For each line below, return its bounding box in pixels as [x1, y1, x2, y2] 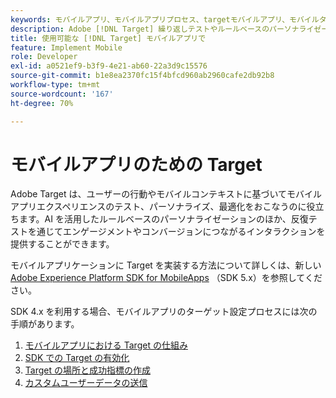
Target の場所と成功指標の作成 [24, 364, 151, 376]
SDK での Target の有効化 [24, 352, 130, 364]
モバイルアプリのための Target [10, 153, 263, 176]
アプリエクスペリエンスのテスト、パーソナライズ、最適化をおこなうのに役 [10, 201, 316, 213]
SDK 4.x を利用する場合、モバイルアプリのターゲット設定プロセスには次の [10, 306, 318, 318]
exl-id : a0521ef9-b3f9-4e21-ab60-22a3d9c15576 [10, 61, 208, 71]
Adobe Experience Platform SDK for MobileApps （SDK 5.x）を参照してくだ [10, 272, 323, 284]
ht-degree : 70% [10, 98, 74, 108]
